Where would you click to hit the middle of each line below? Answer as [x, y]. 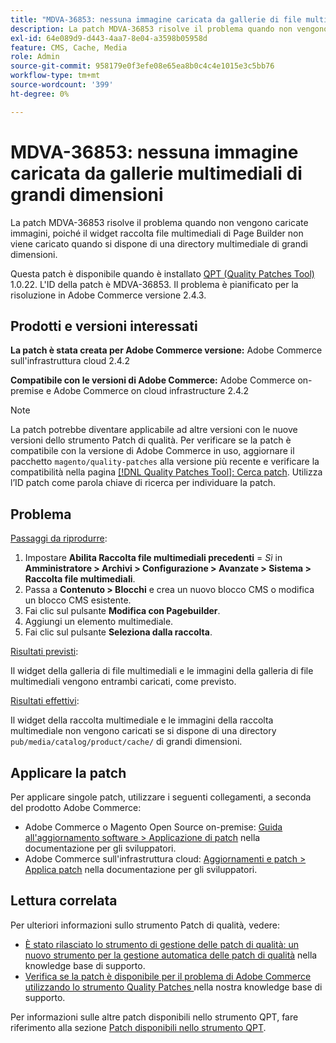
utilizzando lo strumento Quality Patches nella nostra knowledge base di [173, 987]
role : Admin [35, 57]
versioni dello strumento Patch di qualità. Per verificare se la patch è [151, 440]
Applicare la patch [68, 772]
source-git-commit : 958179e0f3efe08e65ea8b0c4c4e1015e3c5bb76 [142, 66]
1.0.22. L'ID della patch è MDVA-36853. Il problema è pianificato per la [154, 284]
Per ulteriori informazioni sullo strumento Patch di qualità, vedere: [145, 925]
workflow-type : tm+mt [55, 76]
